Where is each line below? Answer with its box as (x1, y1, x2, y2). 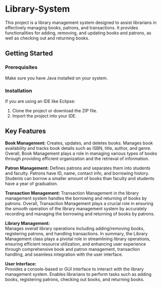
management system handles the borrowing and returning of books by (5, 195, 147, 201)
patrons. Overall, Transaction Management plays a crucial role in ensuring (5, 200, 154, 206)
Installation (5, 87, 33, 94)
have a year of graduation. (5, 181, 59, 186)
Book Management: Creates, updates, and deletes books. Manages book (5, 140, 153, 146)
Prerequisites (5, 64, 38, 71)
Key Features (5, 127, 46, 135)
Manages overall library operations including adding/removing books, (5, 225, 145, 231)
